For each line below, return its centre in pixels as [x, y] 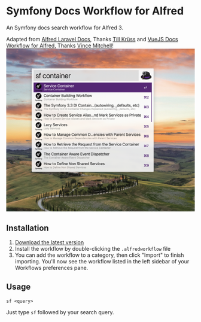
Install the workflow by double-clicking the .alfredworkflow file [93, 249]
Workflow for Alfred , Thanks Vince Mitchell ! [60, 45]
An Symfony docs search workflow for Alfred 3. [65, 28]
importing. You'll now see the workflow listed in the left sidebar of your [102, 262]
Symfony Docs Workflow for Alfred [95, 11]
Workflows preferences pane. [51, 268]
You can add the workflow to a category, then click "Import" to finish [99, 255]
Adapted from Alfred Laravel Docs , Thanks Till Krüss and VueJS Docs [92, 39]
